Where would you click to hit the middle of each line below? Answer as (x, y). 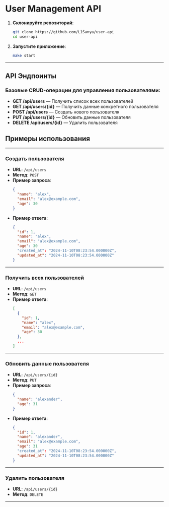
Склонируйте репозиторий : (43, 23)
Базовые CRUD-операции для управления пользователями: (83, 90)
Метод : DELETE (28, 494)
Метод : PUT (24, 380)
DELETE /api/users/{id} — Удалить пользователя (65, 123)
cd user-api (25, 37)
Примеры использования (48, 138)
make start (24, 55)
